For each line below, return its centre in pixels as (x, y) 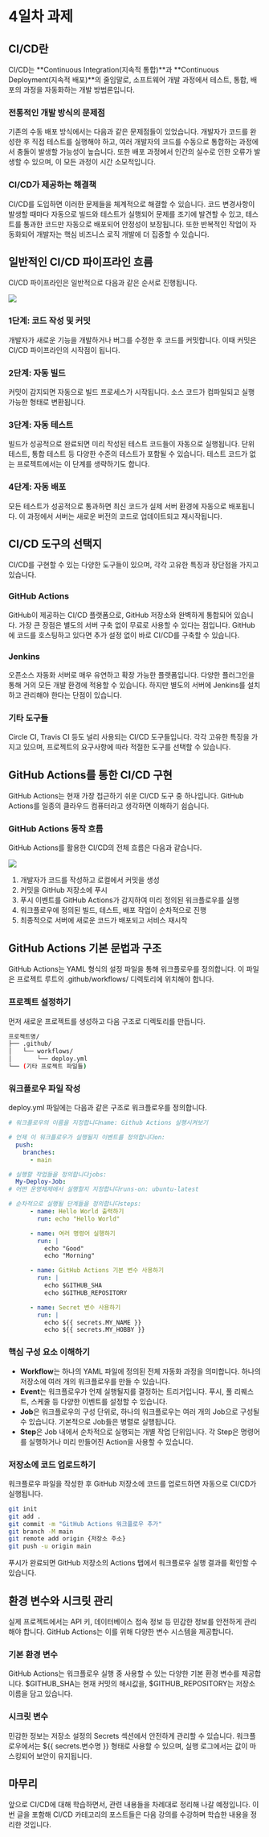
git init (23, 1509)
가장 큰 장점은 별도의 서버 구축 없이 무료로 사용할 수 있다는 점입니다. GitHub (137, 624)
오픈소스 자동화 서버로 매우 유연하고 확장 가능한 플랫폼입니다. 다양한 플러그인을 (132, 675)
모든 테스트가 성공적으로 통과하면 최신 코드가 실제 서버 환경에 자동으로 (118, 506)
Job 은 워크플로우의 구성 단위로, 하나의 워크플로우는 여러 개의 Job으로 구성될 (140, 1412)
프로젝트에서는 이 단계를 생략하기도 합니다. (83, 464)
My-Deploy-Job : (41, 1182)
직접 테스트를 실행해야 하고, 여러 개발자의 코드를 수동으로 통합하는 (134, 142)
